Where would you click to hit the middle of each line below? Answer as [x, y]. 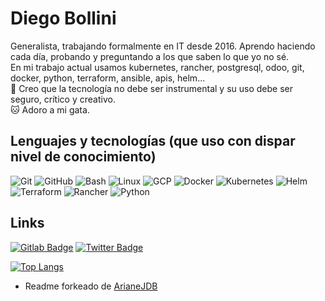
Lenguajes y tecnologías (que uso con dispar [153, 141]
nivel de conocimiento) [83, 157]
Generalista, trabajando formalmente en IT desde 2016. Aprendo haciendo [163, 46]
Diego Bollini [63, 18]
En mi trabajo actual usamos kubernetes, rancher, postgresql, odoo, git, [157, 67]
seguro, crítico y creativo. [63, 99]
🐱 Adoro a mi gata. [50, 109]
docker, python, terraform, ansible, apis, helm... [108, 78]
